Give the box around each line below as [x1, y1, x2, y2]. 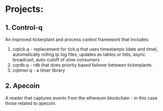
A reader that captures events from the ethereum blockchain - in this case [5, 95, 157, 101]
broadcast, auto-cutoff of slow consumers [12, 57, 100, 63]
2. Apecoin [5, 82, 40, 90]
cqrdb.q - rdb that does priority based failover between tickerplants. [12, 62, 153, 68]
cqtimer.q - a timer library [12, 67, 65, 73]
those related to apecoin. [5, 100, 56, 106]
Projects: [5, 3, 43, 15]
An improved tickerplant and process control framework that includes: [5, 36, 149, 42]
